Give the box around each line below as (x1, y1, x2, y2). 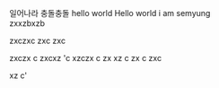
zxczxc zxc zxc (9, 35, 66, 46)
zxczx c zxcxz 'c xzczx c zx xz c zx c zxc (9, 53, 162, 63)
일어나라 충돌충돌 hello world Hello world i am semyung (9, 8, 211, 18)
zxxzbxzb (9, 18, 45, 29)
